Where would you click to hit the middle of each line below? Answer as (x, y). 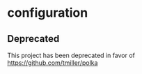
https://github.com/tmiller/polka (53, 63)
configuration (48, 13)
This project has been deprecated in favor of (71, 55)
